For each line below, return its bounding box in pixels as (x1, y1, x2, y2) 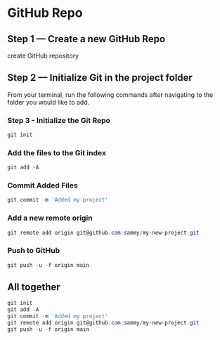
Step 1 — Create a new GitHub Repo (7, 33, 166, 45)
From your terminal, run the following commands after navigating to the (7, 90, 214, 99)
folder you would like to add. (7, 98, 90, 106)
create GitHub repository (7, 51, 79, 60)
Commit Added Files (7, 181, 79, 190)
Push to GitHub (7, 246, 60, 256)
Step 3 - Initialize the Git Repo (7, 115, 111, 125)
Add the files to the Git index (7, 148, 107, 157)
